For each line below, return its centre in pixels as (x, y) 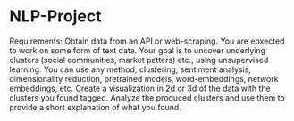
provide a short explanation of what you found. (95, 107)
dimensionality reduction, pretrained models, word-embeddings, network (144, 78)
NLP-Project (55, 16)
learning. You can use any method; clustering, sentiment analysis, (130, 69)
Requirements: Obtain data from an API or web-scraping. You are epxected (147, 41)
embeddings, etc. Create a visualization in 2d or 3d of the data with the (140, 88)
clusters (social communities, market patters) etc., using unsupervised (139, 60)
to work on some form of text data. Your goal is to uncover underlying (138, 50)
